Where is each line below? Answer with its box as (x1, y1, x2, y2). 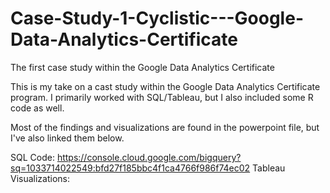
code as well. (10, 102, 65, 114)
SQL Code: (10, 151, 55, 163)
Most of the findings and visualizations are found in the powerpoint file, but (10, 121, 320, 133)
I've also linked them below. (10, 132, 125, 144)
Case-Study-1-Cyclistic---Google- (10, 7, 304, 30)
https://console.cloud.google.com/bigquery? (56, 151, 242, 163)
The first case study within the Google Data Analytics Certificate (10, 61, 275, 73)
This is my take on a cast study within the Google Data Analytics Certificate (10, 80, 321, 92)
